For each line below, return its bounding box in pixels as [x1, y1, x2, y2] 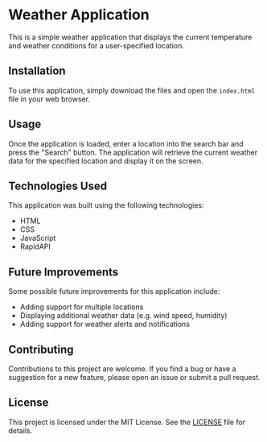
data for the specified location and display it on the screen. [8, 155, 203, 166]
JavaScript [19, 233, 56, 243]
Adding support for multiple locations [19, 302, 144, 312]
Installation [8, 64, 66, 78]
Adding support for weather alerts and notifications [19, 320, 191, 329]
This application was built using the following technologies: [8, 200, 204, 210]
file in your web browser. [8, 94, 91, 104]
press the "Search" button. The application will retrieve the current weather [8, 147, 258, 157]
